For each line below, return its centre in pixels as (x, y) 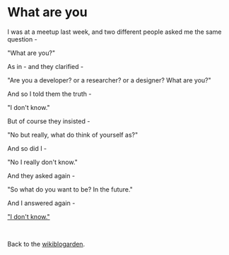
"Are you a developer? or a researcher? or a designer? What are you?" (110, 80)
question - (22, 39)
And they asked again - (41, 175)
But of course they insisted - (49, 121)
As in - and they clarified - (45, 66)
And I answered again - (41, 203)
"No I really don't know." (42, 162)
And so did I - (27, 148)
